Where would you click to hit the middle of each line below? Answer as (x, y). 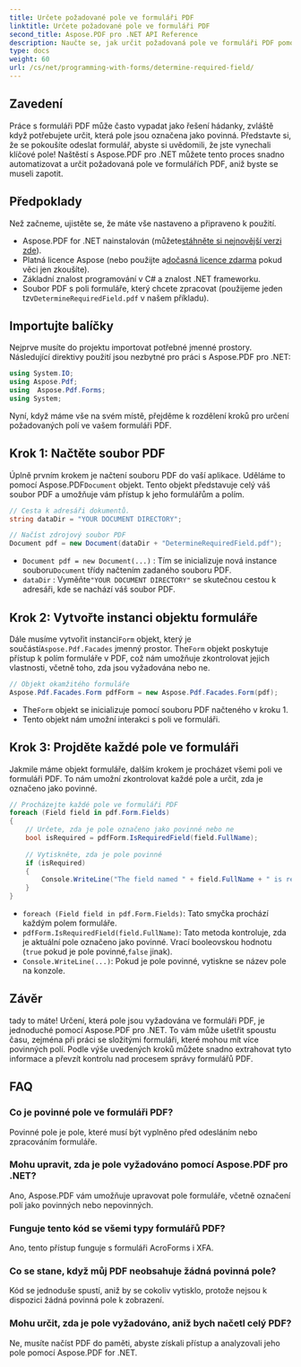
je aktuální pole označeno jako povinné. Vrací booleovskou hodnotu (147, 942)
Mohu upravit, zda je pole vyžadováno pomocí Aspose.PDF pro (149, 1165)
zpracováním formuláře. (53, 1142)
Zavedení (36, 104)
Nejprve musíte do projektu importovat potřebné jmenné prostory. (131, 347)
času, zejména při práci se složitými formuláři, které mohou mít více (134, 1039)
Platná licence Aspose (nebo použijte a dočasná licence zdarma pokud (152, 259)
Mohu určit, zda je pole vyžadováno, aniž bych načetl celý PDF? (150, 1323)
